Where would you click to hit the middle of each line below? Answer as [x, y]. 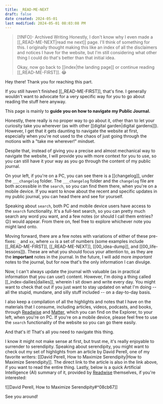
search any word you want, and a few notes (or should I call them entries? [79, 216]
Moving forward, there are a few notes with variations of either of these [77, 236]
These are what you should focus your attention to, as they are [90, 252]
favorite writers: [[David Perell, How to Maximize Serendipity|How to [73, 357]
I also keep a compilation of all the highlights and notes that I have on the [78, 302]
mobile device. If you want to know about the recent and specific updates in [81, 191]
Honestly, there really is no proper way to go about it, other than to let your [80, 121]
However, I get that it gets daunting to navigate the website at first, [72, 131]
